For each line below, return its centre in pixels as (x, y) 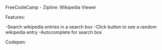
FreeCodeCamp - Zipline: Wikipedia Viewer (51, 7)
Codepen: (16, 42)
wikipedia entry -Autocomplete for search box (54, 32)
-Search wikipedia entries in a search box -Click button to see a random (81, 27)
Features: (15, 17)
